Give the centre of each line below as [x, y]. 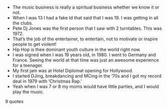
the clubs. [23, 23]
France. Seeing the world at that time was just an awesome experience [86, 60]
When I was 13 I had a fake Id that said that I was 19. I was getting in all [86, 18]
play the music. [28, 92]
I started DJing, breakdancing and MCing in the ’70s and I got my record [87, 76]
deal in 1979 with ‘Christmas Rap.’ [47, 81]
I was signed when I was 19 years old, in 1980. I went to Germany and [84, 55]
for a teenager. [28, 65]
